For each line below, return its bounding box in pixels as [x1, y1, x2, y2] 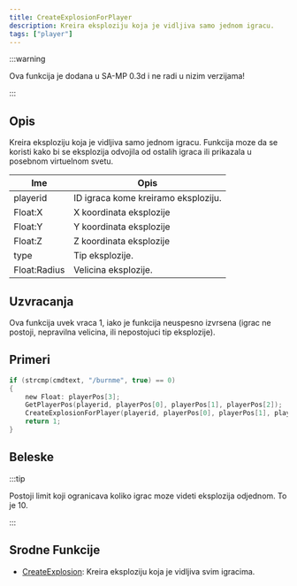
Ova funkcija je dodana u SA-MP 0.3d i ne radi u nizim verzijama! [9, 71, 246, 81]
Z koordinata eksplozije [73, 235, 171, 248]
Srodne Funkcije [9, 543, 101, 558]
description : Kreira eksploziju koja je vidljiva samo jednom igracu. [9, 21, 275, 30]
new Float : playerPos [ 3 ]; [25, 392, 121, 401]
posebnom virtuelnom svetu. [9, 156, 114, 166]
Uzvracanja [9, 294, 74, 309]
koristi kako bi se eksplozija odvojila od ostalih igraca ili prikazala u [9, 147, 252, 158]
